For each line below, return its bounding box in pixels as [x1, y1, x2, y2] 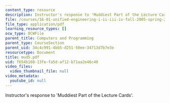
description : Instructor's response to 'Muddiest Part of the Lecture [5, 12, 157, 17]
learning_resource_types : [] [5, 26, 67, 31]
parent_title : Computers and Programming [5, 36, 94, 41]
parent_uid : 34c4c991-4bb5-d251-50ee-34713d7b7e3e [5, 45, 114, 50]
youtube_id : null [10, 78, 47, 83]
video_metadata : [5, 74, 39, 79]
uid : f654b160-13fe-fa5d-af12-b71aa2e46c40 [5, 59, 99, 64]
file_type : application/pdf [5, 21, 65, 27]
